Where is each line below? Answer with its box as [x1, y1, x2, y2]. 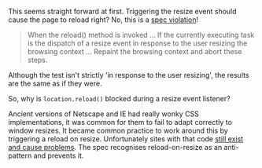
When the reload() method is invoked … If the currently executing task [27, 31, 255, 39]
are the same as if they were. [8, 79, 102, 88]
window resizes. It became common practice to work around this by [8, 126, 228, 135]
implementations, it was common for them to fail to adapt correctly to [8, 118, 232, 126]
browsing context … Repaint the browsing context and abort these [27, 47, 242, 56]
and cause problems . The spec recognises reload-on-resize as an [8, 143, 223, 152]
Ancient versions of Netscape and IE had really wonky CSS [8, 109, 199, 119]
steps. [27, 55, 48, 64]
